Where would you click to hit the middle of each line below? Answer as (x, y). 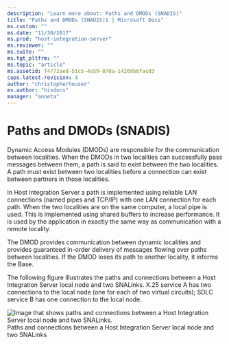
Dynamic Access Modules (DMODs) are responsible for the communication (113, 149)
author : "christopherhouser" (49, 84)
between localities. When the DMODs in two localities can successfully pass (115, 157)
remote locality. (29, 228)
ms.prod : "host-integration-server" (59, 39)
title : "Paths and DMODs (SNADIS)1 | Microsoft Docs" (86, 20)
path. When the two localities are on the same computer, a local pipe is (107, 206)
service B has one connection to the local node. (74, 299)
